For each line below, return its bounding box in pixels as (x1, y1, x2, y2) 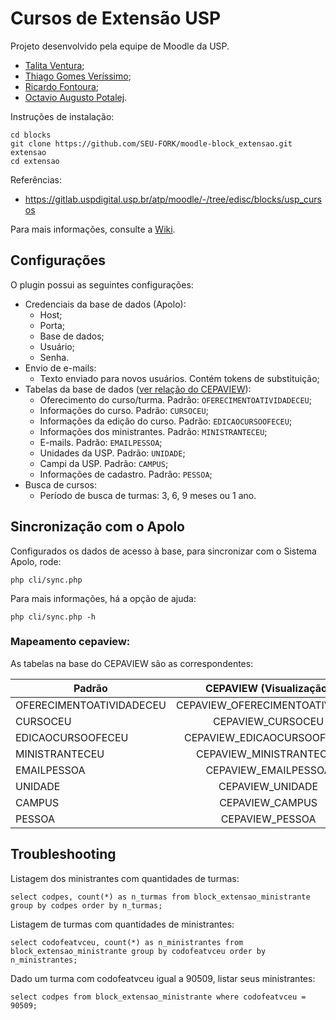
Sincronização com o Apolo (10, 518, 185, 536)
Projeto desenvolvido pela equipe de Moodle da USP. (10, 40, 230, 52)
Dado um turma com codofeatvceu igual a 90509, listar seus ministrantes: (10, 972, 316, 984)
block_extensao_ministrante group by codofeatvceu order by (10, 946, 267, 956)
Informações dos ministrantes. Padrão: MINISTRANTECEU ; (39, 425, 268, 437)
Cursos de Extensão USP (10, 7, 222, 30)
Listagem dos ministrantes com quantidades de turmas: (10, 872, 240, 884)
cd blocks (10, 130, 52, 140)
